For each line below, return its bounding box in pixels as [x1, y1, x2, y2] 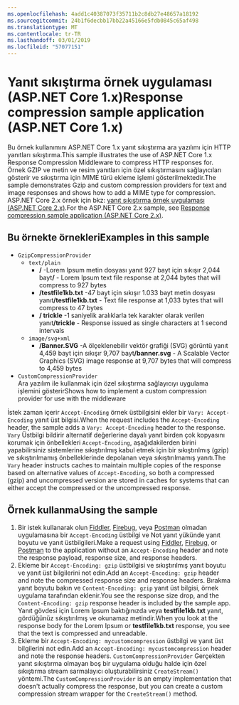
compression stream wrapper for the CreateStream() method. [17, 689, 198, 698]
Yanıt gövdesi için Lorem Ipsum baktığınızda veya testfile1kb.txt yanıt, [17, 606, 223, 615]
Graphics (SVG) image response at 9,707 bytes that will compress [38, 356, 232, 365]
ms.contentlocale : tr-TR [7, 30, 81, 38]
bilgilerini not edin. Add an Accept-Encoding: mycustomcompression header [17, 644, 232, 652]
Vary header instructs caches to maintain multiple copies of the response [7, 460, 222, 470]
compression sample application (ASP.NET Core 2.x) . [7, 211, 164, 219]
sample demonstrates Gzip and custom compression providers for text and [7, 181, 228, 189]
